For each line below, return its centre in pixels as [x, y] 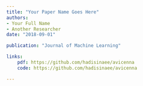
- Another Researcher [34, 29]
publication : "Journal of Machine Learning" [64, 46]
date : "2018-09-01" [31, 35]
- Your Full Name [28, 23]
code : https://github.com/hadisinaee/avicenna [77, 68]
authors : [17, 18]
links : [15, 57]
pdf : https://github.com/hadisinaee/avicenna [76, 62]
